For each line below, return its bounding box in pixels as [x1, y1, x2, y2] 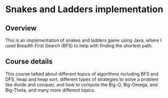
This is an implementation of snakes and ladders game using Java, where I [5, 37, 162, 43]
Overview [5, 24, 37, 32]
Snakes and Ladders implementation [5, 4, 164, 15]
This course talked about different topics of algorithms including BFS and [5, 71, 159, 77]
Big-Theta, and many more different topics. [5, 87, 96, 93]
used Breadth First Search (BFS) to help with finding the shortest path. [5, 43, 153, 49]
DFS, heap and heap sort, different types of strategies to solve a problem [5, 76, 159, 82]
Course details [5, 57, 53, 66]
